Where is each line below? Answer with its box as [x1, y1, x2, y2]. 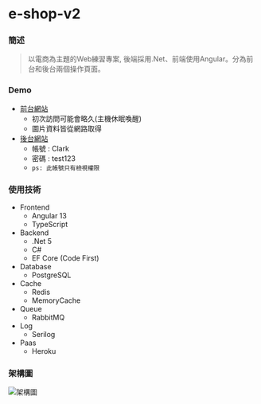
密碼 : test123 [31, 153, 76, 163]
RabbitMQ [31, 312, 65, 323]
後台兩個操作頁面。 [41, 65, 105, 74]
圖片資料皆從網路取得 [31, 124, 102, 133]
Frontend [19, 202, 50, 212]
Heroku [31, 347, 56, 356]
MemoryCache [31, 296, 81, 305]
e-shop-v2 [8, 5, 81, 23]
